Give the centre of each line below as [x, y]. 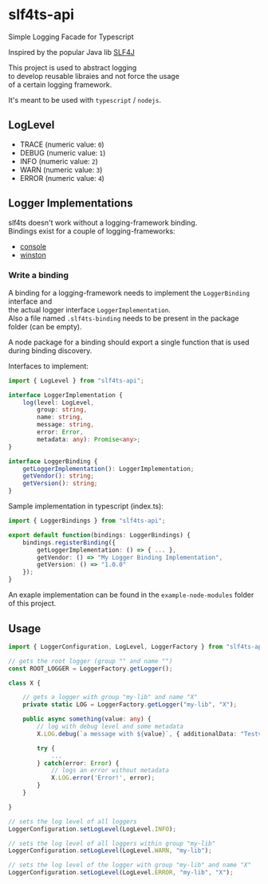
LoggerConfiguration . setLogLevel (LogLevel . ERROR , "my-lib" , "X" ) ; [121, 873]
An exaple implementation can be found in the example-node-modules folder [131, 595]
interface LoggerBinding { [53, 461]
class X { [25, 683]
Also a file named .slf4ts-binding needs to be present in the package [124, 318]
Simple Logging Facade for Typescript [71, 37]
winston [33, 255]
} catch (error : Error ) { [78, 763]
